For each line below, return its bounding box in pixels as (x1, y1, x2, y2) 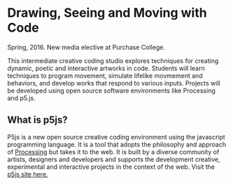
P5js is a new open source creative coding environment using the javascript (7, 132, 225, 141)
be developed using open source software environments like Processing (7, 86, 216, 95)
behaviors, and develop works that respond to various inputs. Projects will (7, 78, 220, 87)
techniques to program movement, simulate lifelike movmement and (7, 71, 203, 80)
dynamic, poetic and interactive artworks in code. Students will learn (7, 64, 205, 72)
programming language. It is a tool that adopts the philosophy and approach (7, 140, 226, 149)
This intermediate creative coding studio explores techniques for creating (7, 56, 219, 64)
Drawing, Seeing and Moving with (7, 5, 208, 21)
